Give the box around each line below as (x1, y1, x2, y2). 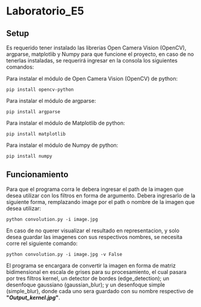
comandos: (6, 63, 34, 70)
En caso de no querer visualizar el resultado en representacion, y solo (6, 227, 179, 234)
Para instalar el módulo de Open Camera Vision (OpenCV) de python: (6, 75, 178, 82)
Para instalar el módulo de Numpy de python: (6, 141, 119, 149)
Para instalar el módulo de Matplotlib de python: (6, 119, 125, 126)
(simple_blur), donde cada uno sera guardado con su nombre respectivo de (6, 287, 194, 294)
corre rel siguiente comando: (6, 240, 78, 247)
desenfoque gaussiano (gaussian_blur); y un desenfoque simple (6, 281, 165, 288)
